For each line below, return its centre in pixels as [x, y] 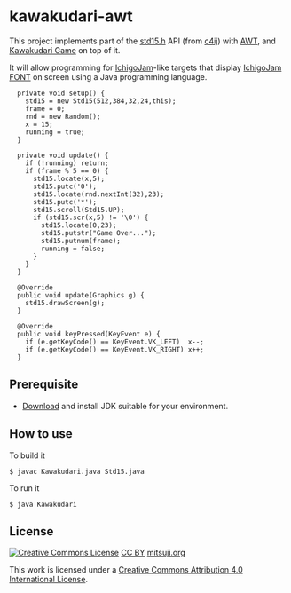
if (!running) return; [67, 163]
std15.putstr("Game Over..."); [99, 233]
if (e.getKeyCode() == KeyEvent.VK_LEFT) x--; [114, 342]
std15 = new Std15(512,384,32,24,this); [101, 101]
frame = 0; [45, 108]
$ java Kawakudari [43, 504]
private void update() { [63, 155]
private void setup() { [61, 93]
